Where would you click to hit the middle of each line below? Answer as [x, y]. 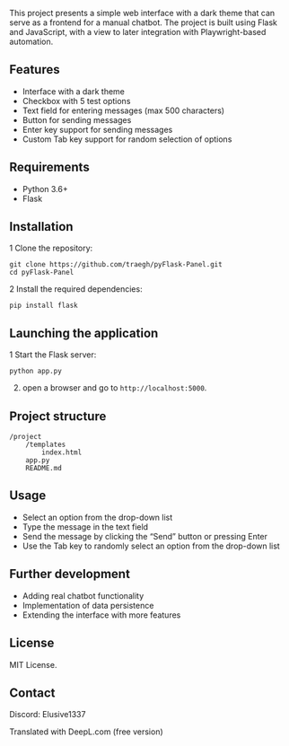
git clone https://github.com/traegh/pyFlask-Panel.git [116, 265]
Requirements [49, 167]
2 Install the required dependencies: [76, 289]
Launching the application [84, 333]
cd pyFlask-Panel [42, 273]
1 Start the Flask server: [53, 355]
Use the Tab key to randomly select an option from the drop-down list [151, 546]
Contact [32, 693]
